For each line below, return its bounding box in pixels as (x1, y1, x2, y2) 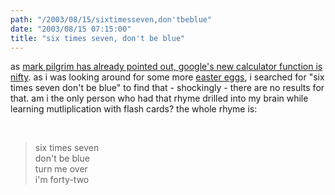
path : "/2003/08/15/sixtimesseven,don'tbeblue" (10, 14, 213, 25)
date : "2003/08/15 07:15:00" (10, 24, 132, 34)
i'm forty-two (34, 174, 90, 186)
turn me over (34, 163, 88, 175)
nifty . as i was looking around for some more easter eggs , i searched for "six (10, 71, 325, 83)
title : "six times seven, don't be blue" (10, 33, 186, 43)
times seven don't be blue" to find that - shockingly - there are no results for (10, 82, 325, 94)
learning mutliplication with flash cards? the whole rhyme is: (10, 103, 258, 115)
